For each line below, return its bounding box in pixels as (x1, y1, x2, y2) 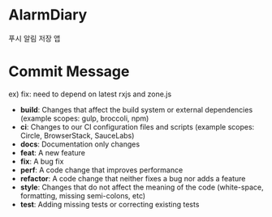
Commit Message (8, 62, 130, 81)
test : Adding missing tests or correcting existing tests (19, 199, 200, 209)
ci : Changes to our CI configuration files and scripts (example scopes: (19, 121, 255, 131)
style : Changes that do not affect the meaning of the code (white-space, (19, 182, 264, 192)
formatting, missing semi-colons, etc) (19, 190, 146, 200)
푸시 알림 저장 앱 (8, 33, 61, 43)
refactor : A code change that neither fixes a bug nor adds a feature (19, 173, 246, 183)
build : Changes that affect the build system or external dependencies (19, 104, 253, 114)
